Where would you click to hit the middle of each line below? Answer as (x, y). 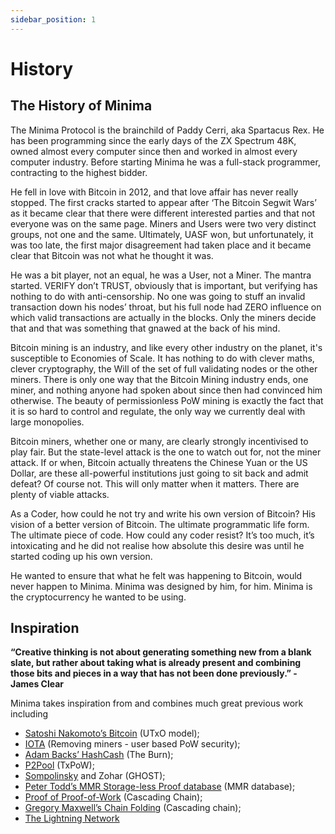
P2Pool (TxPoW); (59, 765)
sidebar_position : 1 (53, 19)
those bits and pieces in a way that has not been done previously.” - (154, 673)
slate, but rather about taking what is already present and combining (156, 663)
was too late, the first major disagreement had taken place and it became (161, 245)
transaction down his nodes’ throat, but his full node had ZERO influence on (166, 307)
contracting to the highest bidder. (79, 172)
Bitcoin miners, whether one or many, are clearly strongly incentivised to (159, 441)
